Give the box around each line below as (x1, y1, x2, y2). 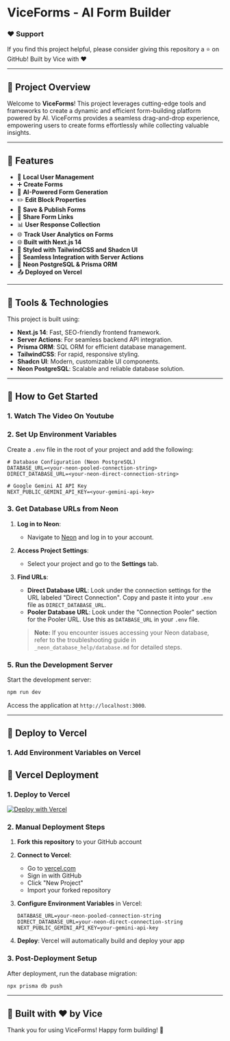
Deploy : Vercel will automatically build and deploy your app (16, 936, 185, 945)
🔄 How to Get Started (7, 391, 99, 402)
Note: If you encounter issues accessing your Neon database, (34, 628, 209, 637)
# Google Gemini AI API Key (7, 483, 88, 489)
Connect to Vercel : (16, 851, 72, 860)
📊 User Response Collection (16, 220, 101, 229)
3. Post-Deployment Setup (7, 953, 97, 963)
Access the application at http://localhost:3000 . (7, 702, 146, 709)
